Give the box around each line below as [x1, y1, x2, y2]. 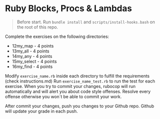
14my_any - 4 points [12, 53, 52, 59]
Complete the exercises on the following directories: [5, 34, 109, 39]
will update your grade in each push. [5, 108, 78, 114]
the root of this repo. [16, 24, 58, 30]
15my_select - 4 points [12, 58, 57, 64]
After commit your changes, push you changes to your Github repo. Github [5, 103, 154, 109]
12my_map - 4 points [12, 43, 54, 49]
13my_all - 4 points [12, 48, 49, 54]
